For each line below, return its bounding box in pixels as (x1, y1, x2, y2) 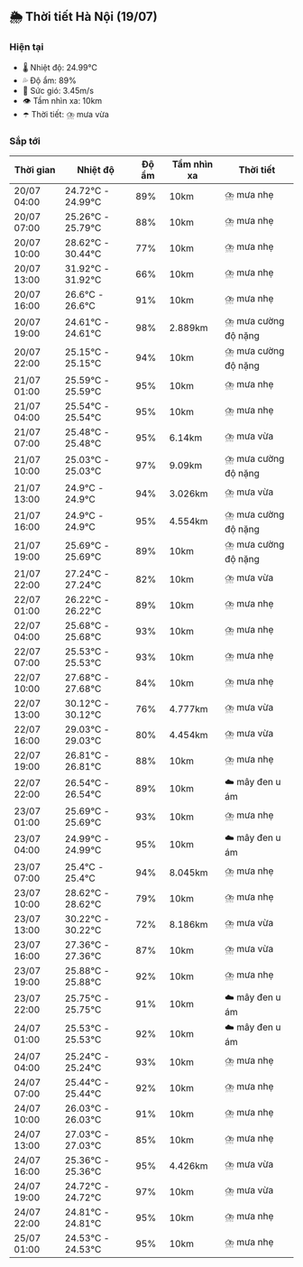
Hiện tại (9, 41, 44, 53)
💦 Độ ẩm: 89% (22, 75, 77, 86)
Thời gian (14, 163, 56, 176)
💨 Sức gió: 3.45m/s (22, 85, 95, 96)
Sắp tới (9, 134, 41, 147)
